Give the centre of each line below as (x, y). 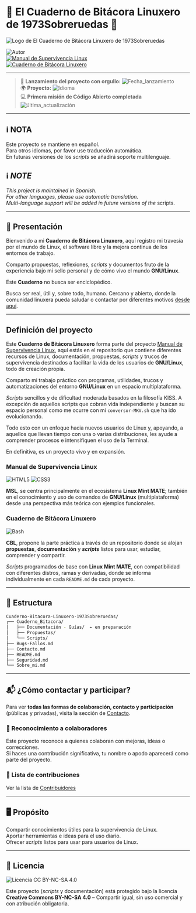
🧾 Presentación (34, 226)
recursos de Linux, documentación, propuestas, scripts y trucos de (87, 356)
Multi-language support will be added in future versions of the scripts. (90, 203)
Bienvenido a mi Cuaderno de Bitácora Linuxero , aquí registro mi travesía (95, 241)
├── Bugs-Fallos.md (30, 643)
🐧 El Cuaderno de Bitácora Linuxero (93, 12)
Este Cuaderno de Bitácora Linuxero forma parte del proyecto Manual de (94, 344)
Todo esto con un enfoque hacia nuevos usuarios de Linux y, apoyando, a (95, 428)
